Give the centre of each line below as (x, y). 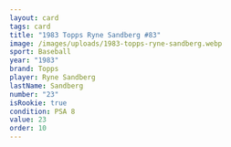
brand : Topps (34, 69)
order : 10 (28, 129)
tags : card (30, 26)
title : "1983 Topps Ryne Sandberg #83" (85, 35)
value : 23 (28, 120)
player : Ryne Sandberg (52, 78)
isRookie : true (38, 103)
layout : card (34, 18)
